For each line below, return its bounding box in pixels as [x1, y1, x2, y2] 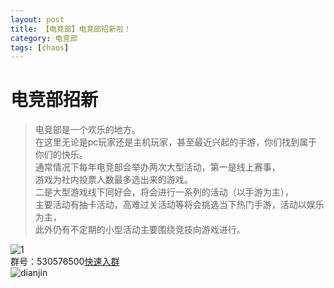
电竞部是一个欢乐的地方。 [34, 124, 141, 136]
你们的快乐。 [34, 149, 88, 161]
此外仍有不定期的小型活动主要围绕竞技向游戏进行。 [34, 224, 246, 236]
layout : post [10, 14, 65, 25]
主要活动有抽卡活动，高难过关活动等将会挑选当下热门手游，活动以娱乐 [34, 199, 325, 211]
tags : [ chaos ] [10, 42, 70, 53]
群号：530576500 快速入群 [10, 256, 120, 268]
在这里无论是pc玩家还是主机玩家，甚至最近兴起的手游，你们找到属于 [34, 136, 318, 148]
